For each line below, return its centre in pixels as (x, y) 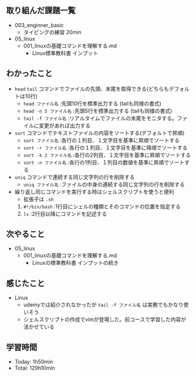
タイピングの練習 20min (52, 32)
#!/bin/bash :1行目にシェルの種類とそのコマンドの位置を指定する (102, 206)
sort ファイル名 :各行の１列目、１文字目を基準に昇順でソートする (102, 140)
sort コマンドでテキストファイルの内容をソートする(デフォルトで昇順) (99, 133)
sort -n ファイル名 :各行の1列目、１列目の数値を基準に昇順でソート (104, 162)
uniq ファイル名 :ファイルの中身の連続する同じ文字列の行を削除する (104, 184)
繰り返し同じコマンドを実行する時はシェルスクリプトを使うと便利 (94, 192)
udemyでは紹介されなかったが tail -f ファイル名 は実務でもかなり (103, 305)
